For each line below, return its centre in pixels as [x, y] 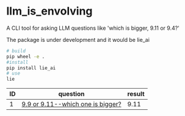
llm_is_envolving [49, 11]
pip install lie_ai [31, 68]
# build [16, 51]
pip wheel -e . [26, 56]
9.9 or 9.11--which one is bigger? [71, 104]
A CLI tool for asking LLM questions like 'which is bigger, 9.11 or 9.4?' [93, 28]
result [136, 94]
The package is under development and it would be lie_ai [78, 39]
